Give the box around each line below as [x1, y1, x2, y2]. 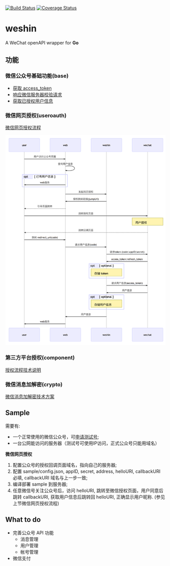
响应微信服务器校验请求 [12, 91, 62, 97]
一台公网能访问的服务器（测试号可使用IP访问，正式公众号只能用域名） [12, 440, 160, 446]
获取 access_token [12, 85, 52, 91]
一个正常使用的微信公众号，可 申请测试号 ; [12, 433, 99, 440]
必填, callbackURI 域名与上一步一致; [12, 474, 88, 481]
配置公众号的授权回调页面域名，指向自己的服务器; [12, 462, 117, 468]
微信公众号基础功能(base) [5, 72, 69, 79]
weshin [5, 23, 37, 34]
